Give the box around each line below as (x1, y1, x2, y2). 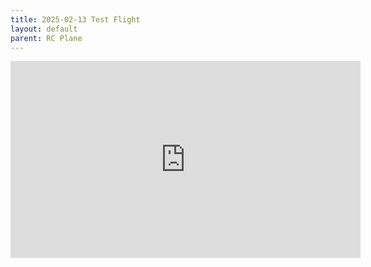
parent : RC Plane (10, 33, 83, 43)
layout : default (10, 24, 78, 34)
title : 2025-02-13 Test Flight (10, 14, 141, 25)
